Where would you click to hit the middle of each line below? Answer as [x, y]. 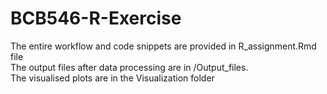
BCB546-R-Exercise [96, 18]
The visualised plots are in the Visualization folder [112, 78]
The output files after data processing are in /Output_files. [129, 67]
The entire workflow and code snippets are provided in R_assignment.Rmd [163, 46]
